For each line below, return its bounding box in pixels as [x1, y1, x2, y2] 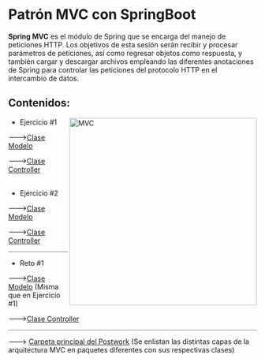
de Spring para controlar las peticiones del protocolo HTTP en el [8, 65, 218, 74]
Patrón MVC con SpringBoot [8, 6, 196, 24]
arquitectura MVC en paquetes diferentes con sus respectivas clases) [8, 345, 235, 354]
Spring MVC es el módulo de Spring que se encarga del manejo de [8, 32, 226, 41]
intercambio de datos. [8, 73, 80, 83]
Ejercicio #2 [19, 188, 59, 198]
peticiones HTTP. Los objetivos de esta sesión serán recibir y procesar [8, 39, 238, 49]
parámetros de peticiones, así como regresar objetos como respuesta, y [8, 48, 243, 58]
